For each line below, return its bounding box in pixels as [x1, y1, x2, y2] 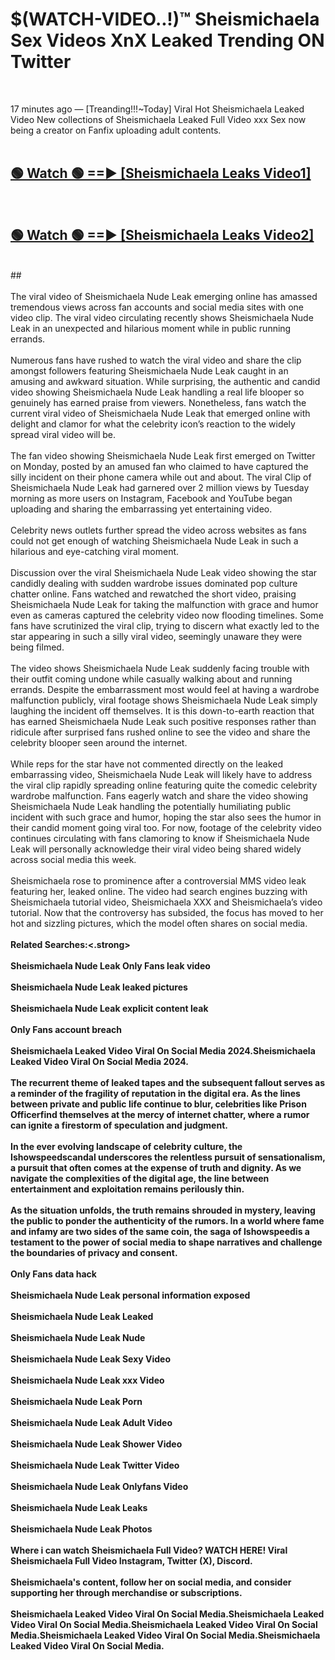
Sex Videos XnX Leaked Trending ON [10, 29, 325, 52]
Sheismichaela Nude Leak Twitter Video [10, 1459, 180, 1471]
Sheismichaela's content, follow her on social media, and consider [10, 1576, 292, 1588]
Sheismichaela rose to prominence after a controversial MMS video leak [10, 874, 307, 887]
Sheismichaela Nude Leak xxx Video [10, 1374, 165, 1386]
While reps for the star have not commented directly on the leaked [10, 758, 283, 770]
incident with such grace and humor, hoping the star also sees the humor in [10, 811, 322, 823]
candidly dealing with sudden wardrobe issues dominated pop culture [10, 577, 298, 589]
